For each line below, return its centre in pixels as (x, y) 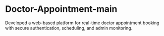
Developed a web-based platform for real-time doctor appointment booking (82, 23)
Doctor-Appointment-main (61, 9)
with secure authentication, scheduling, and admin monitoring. (69, 28)
